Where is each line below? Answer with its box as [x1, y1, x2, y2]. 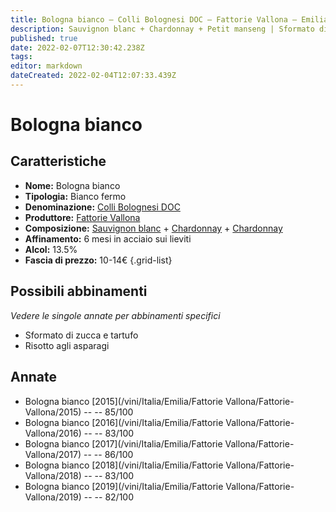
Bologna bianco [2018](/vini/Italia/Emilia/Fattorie [24, 459, 224, 471]
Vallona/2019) [24, 491, 82, 503]
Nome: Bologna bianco [24, 179, 121, 191]
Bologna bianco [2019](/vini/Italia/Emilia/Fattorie [24, 480, 224, 492]
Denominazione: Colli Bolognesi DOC [24, 201, 181, 213]
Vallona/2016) [24, 427, 82, 439]
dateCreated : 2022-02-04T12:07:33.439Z [10, 71, 177, 81]
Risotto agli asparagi [24, 339, 110, 351]
